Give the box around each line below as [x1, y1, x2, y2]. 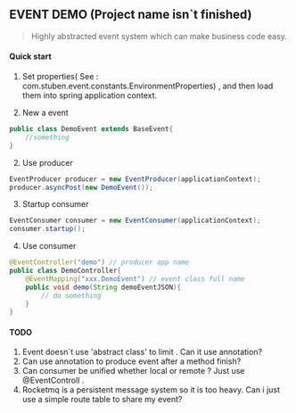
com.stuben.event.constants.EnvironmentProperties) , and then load [21, 80, 274, 92]
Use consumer [21, 241, 77, 252]
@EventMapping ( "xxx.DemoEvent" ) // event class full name [25, 274, 245, 284]
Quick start [9, 51, 52, 62]
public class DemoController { [9, 267, 122, 276]
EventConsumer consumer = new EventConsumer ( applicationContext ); [9, 216, 261, 226]
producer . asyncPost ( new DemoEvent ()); [9, 183, 153, 192]
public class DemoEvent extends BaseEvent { [9, 125, 174, 134]
